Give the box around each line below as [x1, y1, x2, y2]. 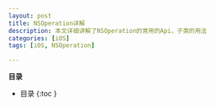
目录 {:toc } [19, 89, 58, 99]
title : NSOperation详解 [8, 19, 86, 27]
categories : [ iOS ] [8, 34, 70, 43]
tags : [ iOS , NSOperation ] [8, 42, 95, 50]
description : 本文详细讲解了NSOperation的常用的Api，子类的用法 [8, 26, 207, 35]
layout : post [8, 11, 52, 20]
